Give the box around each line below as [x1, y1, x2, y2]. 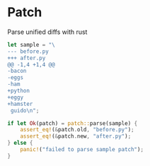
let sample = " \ [7, 41, 55, 48]
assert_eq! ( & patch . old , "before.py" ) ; [20, 126, 134, 134]
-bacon [7, 68, 27, 75]
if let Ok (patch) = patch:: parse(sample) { [7, 119, 138, 127]
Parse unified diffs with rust [7, 28, 88, 36]
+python [7, 88, 30, 95]
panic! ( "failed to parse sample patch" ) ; [20, 146, 144, 153]
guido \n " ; [10, 107, 40, 114]
